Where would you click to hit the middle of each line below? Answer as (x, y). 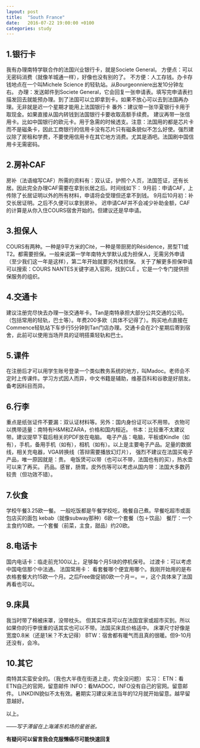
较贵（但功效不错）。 (31, 474)
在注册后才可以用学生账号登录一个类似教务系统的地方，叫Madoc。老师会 (96, 371)
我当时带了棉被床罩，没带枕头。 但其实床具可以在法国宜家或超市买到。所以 (98, 620)
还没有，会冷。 (24, 642)
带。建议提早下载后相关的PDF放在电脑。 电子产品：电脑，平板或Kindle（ (95, 437)
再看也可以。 (22, 584)
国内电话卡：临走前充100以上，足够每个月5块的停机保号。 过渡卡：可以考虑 (99, 562)
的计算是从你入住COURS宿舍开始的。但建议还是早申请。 (75, 210)
